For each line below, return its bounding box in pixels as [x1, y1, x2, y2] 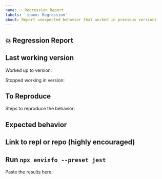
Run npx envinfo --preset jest [5, 155, 106, 164]
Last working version [5, 53, 74, 62]
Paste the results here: [5, 169, 53, 175]
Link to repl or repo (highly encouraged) [5, 138, 135, 147]
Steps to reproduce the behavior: [5, 106, 75, 112]
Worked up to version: [5, 67, 52, 73]
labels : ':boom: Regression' [5, 12, 68, 17]
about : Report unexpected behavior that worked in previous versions [5, 17, 157, 22]
